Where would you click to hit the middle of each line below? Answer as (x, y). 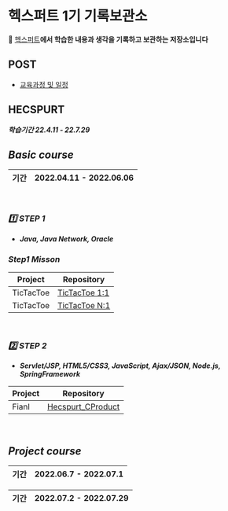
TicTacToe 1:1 (84, 292)
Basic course (41, 154)
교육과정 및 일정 (44, 84)
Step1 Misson (34, 259)
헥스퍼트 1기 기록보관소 (78, 16)
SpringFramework (50, 374)
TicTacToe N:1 (84, 305)
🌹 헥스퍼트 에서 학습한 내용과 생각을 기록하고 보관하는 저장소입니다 (108, 39)
